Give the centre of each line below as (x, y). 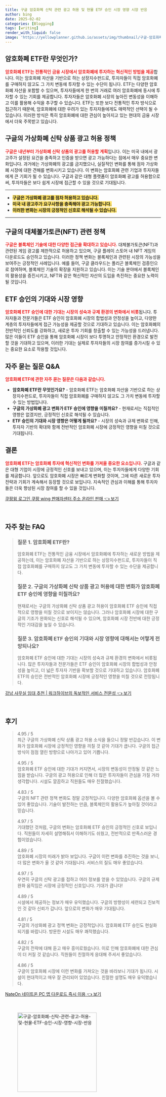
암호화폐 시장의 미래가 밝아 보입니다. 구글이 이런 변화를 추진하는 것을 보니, (88, 856)
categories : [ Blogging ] (30, 24)
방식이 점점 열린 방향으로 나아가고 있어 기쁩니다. (63, 752)
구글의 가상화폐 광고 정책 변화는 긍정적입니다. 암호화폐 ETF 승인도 (81, 925)
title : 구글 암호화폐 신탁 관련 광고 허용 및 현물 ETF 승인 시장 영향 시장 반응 (76, 10)
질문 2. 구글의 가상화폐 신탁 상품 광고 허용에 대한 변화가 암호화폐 (88, 587)
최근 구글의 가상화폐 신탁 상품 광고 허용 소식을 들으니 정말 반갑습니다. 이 (86, 740)
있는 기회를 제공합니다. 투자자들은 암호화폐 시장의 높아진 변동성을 (82, 96)
